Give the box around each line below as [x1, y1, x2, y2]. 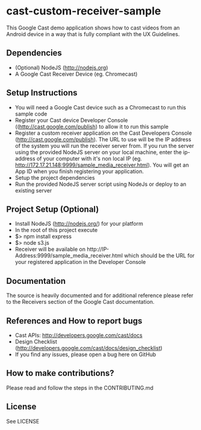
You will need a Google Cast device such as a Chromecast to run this [14, 103, 187, 111]
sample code [14, 110, 48, 117]
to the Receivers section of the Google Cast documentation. [6, 298, 155, 306]
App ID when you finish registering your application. [14, 167, 144, 175]
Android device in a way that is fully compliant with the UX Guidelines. [6, 30, 180, 37]
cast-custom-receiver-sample [6, 4, 161, 18]
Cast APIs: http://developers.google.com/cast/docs [14, 332, 143, 339]
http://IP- [87, 245, 110, 253]
